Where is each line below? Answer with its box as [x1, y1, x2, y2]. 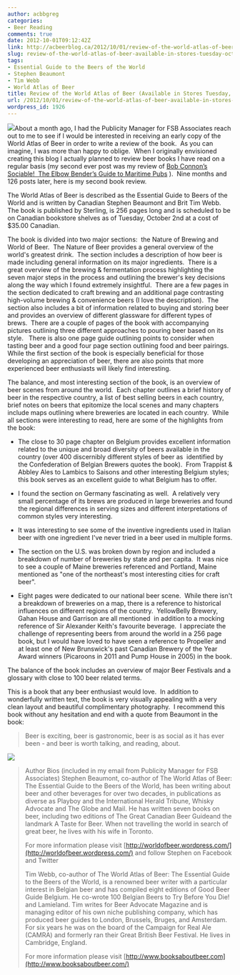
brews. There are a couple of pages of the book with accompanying [7, 319, 209, 327]
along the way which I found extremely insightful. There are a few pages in [7, 280, 229, 289]
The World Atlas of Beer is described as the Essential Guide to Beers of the [7, 191, 229, 199]
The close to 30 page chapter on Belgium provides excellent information [17, 437, 231, 446]
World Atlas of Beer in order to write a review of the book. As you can [7, 139, 214, 147]
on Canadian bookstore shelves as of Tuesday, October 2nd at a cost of [7, 214, 219, 222]
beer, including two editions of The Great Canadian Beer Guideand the [24, 811, 232, 820]
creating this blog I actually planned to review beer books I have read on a [7, 154, 225, 163]
